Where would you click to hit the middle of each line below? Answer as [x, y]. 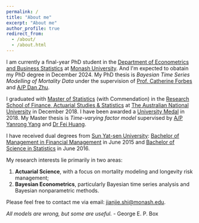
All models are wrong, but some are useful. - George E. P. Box [83, 213]
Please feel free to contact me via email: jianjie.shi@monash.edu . [86, 202]
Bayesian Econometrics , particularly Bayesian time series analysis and [102, 184]
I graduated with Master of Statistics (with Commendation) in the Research [98, 98]
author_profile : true [33, 28]
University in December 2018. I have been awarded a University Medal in [95, 112]
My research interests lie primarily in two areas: [64, 160]
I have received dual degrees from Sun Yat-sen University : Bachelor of [93, 135]
